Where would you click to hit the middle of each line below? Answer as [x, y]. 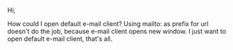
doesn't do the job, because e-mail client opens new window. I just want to [117, 31]
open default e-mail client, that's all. [60, 39]
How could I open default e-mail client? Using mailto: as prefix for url [108, 24]
